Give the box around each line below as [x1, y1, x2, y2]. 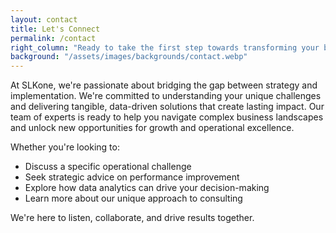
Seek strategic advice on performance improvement [24, 171, 240, 183]
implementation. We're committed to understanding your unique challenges [10, 90, 322, 102]
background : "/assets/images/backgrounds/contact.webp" [10, 52, 248, 62]
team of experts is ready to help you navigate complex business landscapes [10, 111, 324, 123]
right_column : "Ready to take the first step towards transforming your [10, 42, 320, 53]
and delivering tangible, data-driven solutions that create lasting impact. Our [10, 101, 325, 113]
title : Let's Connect [10, 24, 101, 34]
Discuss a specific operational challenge [24, 161, 192, 173]
